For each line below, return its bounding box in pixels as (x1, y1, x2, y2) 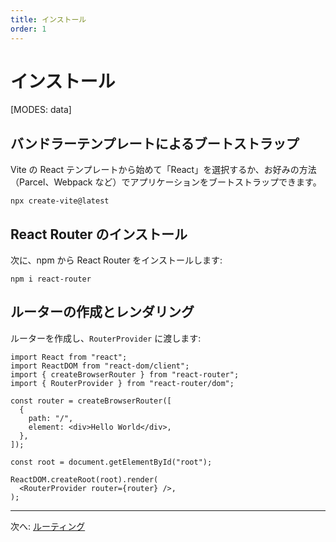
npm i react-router (10, 274, 92, 285)
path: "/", (28, 413, 74, 423)
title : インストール (10, 14, 87, 25)
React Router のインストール (10, 226, 188, 243)
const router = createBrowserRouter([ (10, 396, 172, 406)
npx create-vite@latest (10, 196, 110, 206)
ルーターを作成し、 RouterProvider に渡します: (10, 332, 202, 344)
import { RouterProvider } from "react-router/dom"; (10, 378, 235, 388)
